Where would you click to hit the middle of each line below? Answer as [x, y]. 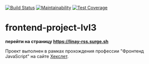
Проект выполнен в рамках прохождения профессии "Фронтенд [74, 51]
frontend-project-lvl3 [51, 28]
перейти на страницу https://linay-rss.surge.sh [57, 41]
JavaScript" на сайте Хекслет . [37, 56]
